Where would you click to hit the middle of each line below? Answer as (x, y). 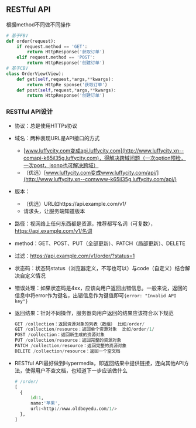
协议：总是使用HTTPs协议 (46, 125)
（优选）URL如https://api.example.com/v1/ (75, 203)
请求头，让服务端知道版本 (54, 211)
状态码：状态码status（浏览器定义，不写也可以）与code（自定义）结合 (100, 268)
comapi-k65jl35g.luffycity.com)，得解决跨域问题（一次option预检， (104, 158)
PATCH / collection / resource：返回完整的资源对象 (71, 346)
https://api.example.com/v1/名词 (53, 230)
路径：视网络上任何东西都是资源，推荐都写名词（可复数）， (85, 223)
